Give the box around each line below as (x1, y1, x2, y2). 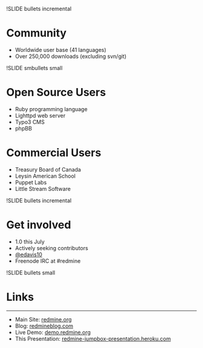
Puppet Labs (14, 178, 47, 186)
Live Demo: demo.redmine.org (14, 329, 91, 336)
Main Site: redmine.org (14, 315, 72, 323)
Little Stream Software (14, 185, 71, 192)
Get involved (6, 218, 71, 231)
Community (6, 27, 67, 40)
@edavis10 (14, 251, 42, 258)
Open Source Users (6, 86, 106, 99)
